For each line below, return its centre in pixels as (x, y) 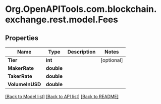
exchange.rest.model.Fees (62, 20)
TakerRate (20, 76)
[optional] (112, 60)
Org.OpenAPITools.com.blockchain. (81, 9)
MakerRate (21, 68)
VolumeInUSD (24, 84)
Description (81, 52)
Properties (22, 38)
